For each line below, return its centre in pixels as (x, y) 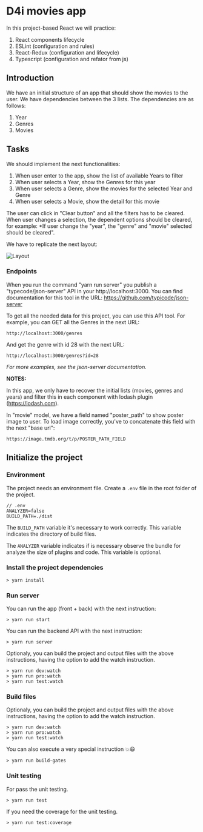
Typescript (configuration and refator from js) (72, 59)
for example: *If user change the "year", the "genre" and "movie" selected (99, 226)
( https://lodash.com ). (33, 403)
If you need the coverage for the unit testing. (62, 811)
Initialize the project (45, 458)
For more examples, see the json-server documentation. (76, 367)
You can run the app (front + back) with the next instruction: (81, 609)
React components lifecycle (50, 39)
